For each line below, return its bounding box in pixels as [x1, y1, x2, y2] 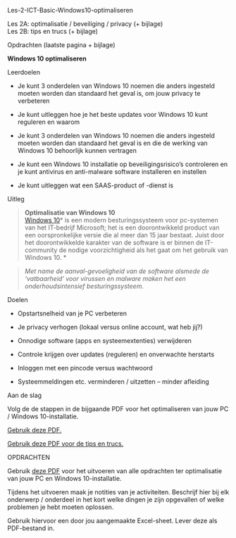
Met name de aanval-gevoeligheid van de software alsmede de [24, 267, 210, 275]
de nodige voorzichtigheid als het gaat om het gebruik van [58, 246, 228, 254]
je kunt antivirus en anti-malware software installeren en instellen [17, 168, 207, 175]
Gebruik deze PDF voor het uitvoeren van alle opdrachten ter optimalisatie [7, 467, 223, 475]
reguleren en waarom [17, 118, 80, 126]
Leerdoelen [7, 68, 41, 76]
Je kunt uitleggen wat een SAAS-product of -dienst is [17, 181, 174, 189]
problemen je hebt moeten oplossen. [7, 503, 114, 511]
